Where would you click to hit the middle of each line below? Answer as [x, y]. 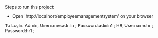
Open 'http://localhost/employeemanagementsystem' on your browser [82, 16]
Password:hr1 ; [20, 31]
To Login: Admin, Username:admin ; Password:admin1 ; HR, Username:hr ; [79, 25]
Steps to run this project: [30, 7]
